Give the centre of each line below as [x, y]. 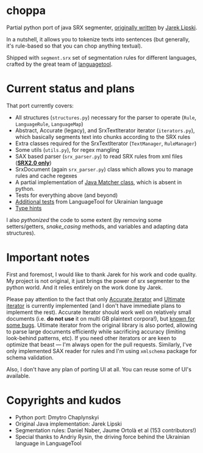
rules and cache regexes [46, 176]
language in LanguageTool [48, 443]
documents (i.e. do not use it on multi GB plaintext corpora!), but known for [101, 318]
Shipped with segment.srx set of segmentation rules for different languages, [101, 57]
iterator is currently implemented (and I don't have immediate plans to [94, 305]
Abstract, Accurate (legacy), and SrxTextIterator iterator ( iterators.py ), [105, 130]
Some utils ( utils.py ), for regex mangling [67, 149]
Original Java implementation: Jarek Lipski [68, 424]
